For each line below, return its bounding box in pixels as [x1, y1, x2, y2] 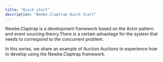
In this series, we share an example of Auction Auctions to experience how [5, 46, 158, 52]
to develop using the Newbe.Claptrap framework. [5, 51, 106, 57]
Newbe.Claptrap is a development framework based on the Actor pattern [5, 25, 154, 31]
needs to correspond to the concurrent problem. [5, 36, 104, 42]
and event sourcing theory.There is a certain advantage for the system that [5, 31, 158, 37]
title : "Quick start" [5, 7, 50, 12]
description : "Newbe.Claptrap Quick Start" [5, 12, 97, 17]
